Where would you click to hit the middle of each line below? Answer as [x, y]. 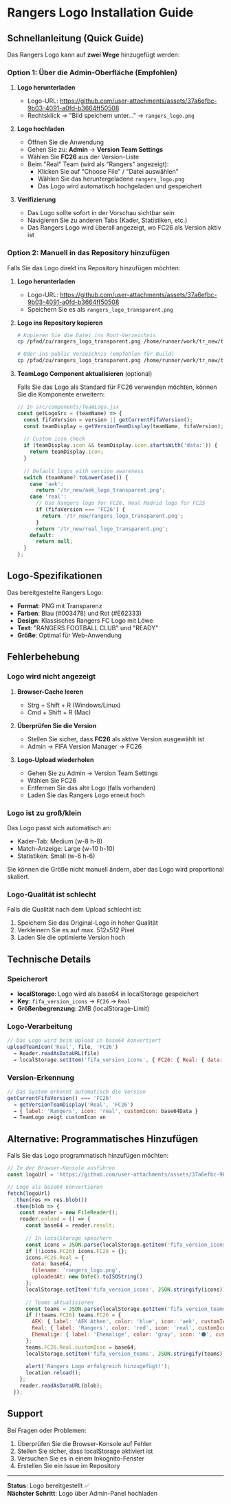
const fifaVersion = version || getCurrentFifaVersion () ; [108, 420]
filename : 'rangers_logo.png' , [77, 1270]
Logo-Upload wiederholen [55, 759]
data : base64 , [52, 1264]
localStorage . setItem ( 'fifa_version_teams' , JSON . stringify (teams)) [125, 1354]
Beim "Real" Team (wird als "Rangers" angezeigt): [98, 164]
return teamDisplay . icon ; [67, 452]
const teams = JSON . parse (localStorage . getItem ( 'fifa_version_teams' [127, 1309]
